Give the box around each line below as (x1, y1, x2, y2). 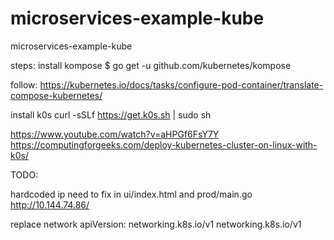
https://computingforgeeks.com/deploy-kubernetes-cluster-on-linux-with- (10, 138, 318, 151)
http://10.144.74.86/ (10, 198, 90, 211)
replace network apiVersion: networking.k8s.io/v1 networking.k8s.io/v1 (10, 218, 302, 230)
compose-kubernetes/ (10, 89, 103, 101)
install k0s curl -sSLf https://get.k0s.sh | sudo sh (10, 108, 212, 121)
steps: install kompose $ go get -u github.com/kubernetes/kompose (10, 59, 292, 71)
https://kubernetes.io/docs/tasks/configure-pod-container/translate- (39, 78, 324, 91)
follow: (10, 78, 38, 91)
